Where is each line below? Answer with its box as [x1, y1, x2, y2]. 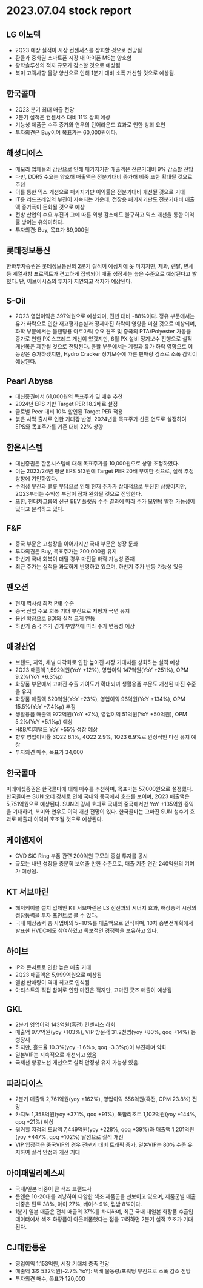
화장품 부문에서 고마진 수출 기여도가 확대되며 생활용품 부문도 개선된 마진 [15, 680, 185, 688]
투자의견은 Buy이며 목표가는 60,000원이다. [15, 128, 118, 136]
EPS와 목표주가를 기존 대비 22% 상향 [15, 423, 104, 430]
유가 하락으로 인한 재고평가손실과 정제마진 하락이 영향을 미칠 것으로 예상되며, [15, 320, 197, 327]
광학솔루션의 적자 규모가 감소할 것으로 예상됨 [15, 62, 121, 68]
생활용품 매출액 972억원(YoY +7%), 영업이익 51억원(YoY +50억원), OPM [15, 710, 188, 718]
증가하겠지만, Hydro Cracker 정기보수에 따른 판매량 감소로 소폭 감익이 [31, 350, 198, 358]
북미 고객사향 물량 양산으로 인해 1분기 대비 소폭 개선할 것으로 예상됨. [15, 69, 176, 76]
